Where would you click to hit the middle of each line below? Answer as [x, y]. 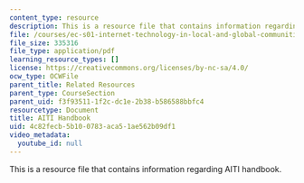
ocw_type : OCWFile [44, 77]
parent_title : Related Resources [72, 85]
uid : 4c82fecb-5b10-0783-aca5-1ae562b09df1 [93, 127]
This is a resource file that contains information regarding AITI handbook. [146, 169]
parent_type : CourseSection [62, 93]
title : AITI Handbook [50, 118]
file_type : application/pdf [62, 51]
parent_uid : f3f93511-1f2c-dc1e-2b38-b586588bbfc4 [107, 101]
